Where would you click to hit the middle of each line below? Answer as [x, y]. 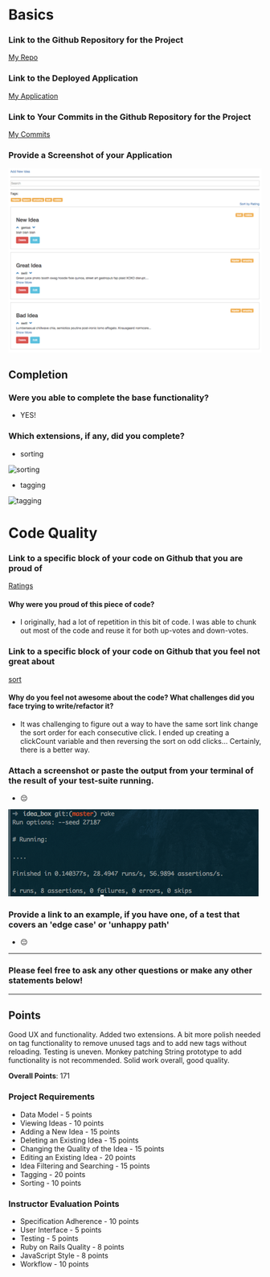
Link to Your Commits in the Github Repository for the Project [130, 117]
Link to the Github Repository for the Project [96, 40]
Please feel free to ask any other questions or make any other [131, 970]
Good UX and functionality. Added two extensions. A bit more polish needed [135, 1035]
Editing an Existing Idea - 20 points [78, 1157]
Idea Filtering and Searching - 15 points [85, 1166]
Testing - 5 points [49, 1238]
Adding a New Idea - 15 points [70, 1131]
